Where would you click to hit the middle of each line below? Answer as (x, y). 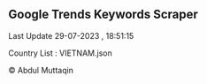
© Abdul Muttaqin (41, 70)
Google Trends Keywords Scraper (103, 15)
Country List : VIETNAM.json (60, 53)
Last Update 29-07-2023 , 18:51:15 (71, 35)
